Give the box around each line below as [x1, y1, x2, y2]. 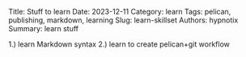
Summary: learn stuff [8, 24, 79, 33]
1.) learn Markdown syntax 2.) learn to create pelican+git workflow [8, 39, 231, 49]
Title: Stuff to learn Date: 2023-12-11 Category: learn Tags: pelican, [8, 7, 231, 16]
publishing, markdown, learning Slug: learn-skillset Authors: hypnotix [8, 15, 239, 25]
